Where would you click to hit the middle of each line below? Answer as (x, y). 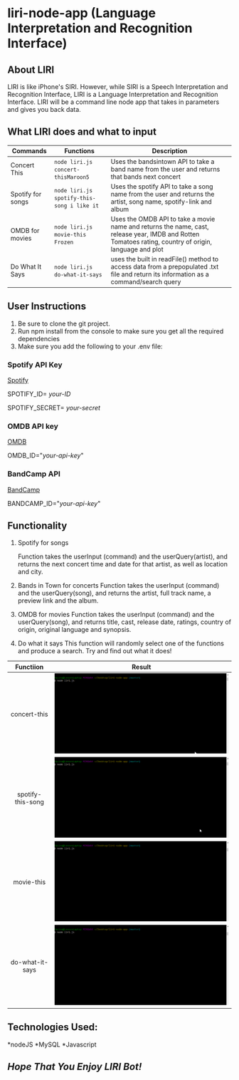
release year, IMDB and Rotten (155, 234)
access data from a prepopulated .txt (165, 267)
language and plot (137, 249)
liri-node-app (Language (82, 13)
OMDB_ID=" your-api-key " (46, 456)
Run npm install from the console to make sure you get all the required (121, 331)
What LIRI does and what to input (82, 132)
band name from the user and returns (165, 169)
